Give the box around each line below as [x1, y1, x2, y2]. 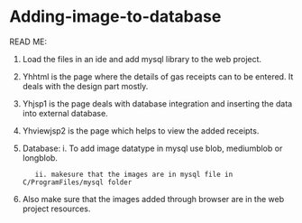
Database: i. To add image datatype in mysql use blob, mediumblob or [22, 143, 283, 153]
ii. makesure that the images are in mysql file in [34, 170, 233, 179]
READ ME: [9, 36, 48, 47]
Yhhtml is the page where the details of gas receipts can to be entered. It [22, 70, 294, 82]
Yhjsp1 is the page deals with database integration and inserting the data [22, 98, 293, 109]
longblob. [22, 152, 59, 163]
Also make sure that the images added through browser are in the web [22, 193, 285, 204]
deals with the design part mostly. [22, 80, 149, 91]
